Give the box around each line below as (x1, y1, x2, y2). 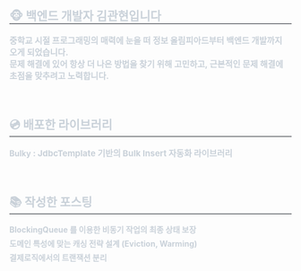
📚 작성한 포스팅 (9, 195, 92, 210)
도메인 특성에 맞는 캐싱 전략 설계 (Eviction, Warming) (9, 239, 198, 249)
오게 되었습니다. (9, 46, 69, 58)
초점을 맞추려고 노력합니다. (9, 70, 109, 82)
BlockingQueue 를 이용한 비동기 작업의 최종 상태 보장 (9, 224, 197, 235)
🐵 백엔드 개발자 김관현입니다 (9, 8, 162, 24)
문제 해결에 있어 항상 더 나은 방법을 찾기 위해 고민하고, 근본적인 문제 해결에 (9, 57, 284, 70)
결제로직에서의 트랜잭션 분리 (9, 252, 107, 263)
